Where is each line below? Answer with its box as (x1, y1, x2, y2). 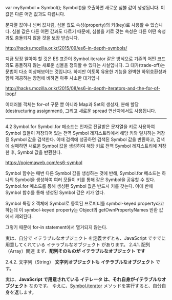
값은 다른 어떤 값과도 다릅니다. (5, 11, 66, 17)
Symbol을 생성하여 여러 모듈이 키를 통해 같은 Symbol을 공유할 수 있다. (14, 177, 156, 183)
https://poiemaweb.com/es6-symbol (5, 160, 83, 166)
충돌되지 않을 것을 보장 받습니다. (14, 35, 79, 41)
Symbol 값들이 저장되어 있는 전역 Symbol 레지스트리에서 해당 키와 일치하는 (5, 130, 156, 136)
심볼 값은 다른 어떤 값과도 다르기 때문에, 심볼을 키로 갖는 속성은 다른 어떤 (12, 28, 157, 34)
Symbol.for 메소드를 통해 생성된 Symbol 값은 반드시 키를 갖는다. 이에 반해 (5, 183, 154, 189)
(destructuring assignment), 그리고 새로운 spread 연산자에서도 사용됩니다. (5, 108, 157, 114)
